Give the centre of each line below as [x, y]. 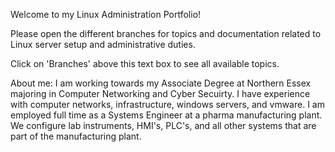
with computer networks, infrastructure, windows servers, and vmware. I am [167, 104]
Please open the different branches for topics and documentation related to [166, 33]
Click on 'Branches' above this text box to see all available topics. [145, 63]
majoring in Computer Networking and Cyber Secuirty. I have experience [160, 93]
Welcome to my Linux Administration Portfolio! [106, 14]
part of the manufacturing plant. [76, 136]
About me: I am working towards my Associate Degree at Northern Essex [161, 83]
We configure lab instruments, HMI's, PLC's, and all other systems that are [163, 125]
